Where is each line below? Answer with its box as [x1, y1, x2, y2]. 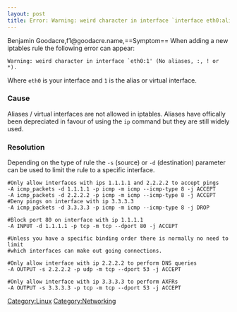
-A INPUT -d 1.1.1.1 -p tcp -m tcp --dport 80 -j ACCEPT [7, 223, 178, 230]
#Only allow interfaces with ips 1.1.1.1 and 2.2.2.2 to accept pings [7, 179, 219, 187]
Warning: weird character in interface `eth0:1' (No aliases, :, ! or [7, 57, 219, 64]
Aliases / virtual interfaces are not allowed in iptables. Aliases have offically [7, 109, 226, 118]
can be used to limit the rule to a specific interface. [7, 166, 155, 174]
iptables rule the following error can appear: [7, 44, 135, 52]
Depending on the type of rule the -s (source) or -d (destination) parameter [7, 158, 226, 167]
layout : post [7, 10, 46, 18]
